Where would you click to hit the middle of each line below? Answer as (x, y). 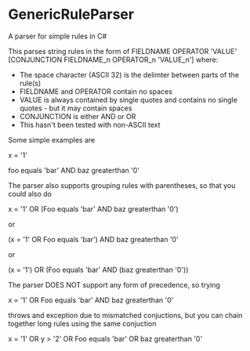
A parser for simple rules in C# (58, 36)
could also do (30, 194)
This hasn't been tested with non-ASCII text (90, 125)
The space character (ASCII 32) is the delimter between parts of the (129, 74)
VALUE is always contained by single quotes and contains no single (128, 100)
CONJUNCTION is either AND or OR (78, 116)
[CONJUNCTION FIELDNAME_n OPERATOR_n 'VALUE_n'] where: (113, 60)
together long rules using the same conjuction (82, 324)
